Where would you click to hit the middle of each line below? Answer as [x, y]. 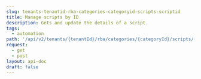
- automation [28, 34]
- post [20, 56]
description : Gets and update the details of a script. [77, 23]
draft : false [22, 67]
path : [13, 39]
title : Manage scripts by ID [42, 17]
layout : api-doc [26, 61]
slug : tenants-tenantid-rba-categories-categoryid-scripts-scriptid [93, 12]
